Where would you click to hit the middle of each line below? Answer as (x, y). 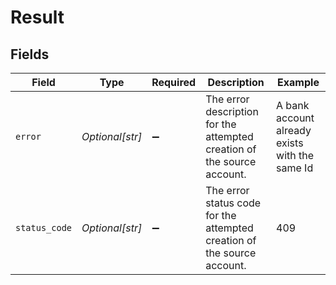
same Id (295, 168)
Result (37, 17)
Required (174, 82)
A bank (293, 105)
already (294, 130)
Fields (30, 54)
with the (295, 155)
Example (298, 82)
